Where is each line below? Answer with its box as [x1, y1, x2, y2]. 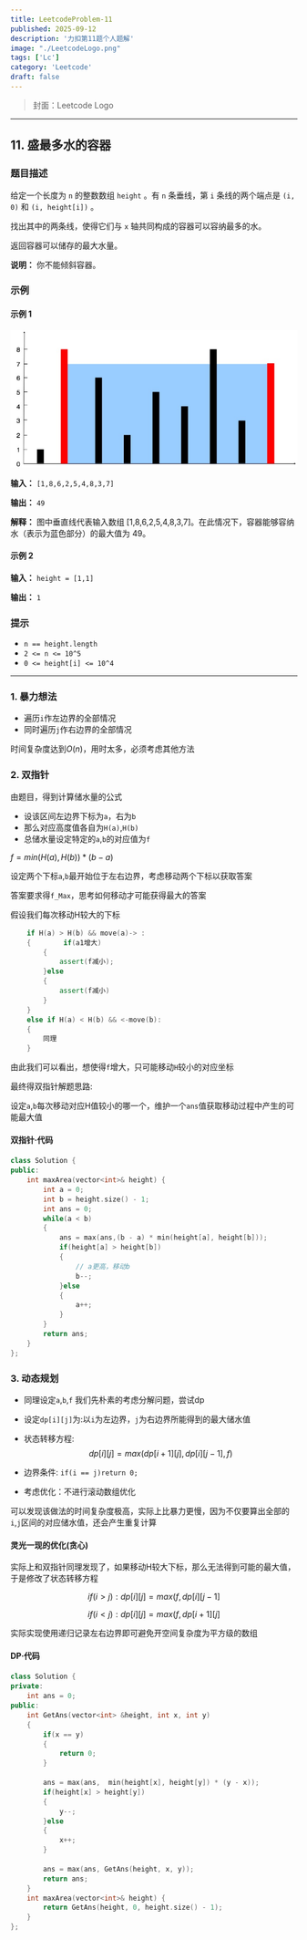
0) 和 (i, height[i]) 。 [10, 201, 99, 212]
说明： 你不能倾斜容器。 [10, 259, 101, 270]
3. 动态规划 [10, 1372, 59, 1385]
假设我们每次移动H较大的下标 [10, 908, 121, 920]
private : [10, 1682, 44, 1691]
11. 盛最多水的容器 [10, 138, 112, 153]
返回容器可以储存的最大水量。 [10, 240, 122, 251]
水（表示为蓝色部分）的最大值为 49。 [10, 527, 151, 538]
